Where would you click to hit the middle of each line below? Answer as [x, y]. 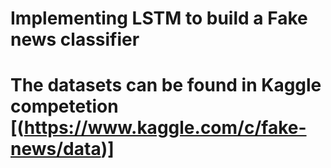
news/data [56, 149]
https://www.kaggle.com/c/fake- [165, 128]
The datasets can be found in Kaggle [166, 85]
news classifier [75, 39]
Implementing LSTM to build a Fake [159, 18]
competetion [64, 106]
